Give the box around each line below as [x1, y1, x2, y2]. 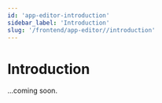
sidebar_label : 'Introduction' [7, 19, 110, 27]
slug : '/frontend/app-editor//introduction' [7, 26, 156, 34]
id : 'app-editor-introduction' [7, 11, 110, 20]
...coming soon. [7, 86, 58, 95]
